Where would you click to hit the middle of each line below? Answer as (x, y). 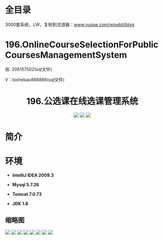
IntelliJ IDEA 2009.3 (33, 175)
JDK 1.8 (20, 203)
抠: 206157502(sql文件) (29, 69)
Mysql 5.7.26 (25, 185)
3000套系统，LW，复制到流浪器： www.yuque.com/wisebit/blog (70, 24)
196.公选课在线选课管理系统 (82, 101)
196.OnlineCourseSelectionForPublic (82, 45)
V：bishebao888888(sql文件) (35, 79)
